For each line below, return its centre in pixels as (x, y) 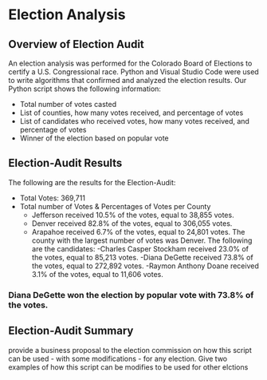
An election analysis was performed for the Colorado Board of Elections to (130, 63)
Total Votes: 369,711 (53, 198)
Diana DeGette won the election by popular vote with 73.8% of (131, 295)
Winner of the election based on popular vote (94, 138)
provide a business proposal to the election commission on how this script (130, 350)
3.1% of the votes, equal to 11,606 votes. (97, 274)
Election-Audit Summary (71, 331)
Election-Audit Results (65, 163)
